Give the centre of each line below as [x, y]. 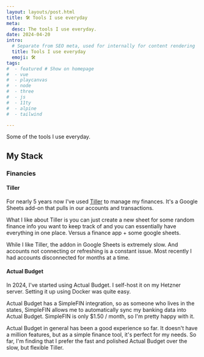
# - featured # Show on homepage [50, 69]
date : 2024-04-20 [28, 35]
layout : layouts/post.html [41, 12]
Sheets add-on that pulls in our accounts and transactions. [80, 207]
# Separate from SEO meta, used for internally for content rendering [104, 46]
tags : [13, 63]
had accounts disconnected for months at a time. [68, 258]
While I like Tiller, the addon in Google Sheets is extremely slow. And [92, 244]
